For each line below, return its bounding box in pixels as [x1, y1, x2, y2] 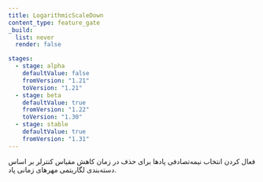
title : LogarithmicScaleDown [8, 11, 104, 20]
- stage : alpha [15, 62, 65, 71]
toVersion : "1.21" [22, 84, 83, 92]
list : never [15, 33, 55, 42]
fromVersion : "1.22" [22, 106, 90, 114]
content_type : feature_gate [8, 19, 101, 27]
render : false [15, 41, 61, 49]
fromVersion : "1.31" [22, 135, 90, 143]
